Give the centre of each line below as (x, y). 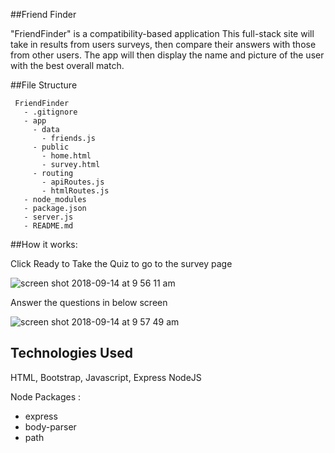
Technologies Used (71, 353)
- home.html (66, 156)
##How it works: (44, 244)
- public (51, 147)
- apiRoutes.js (73, 182)
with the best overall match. (67, 65)
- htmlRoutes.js (75, 191)
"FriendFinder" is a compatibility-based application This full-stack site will (162, 33)
